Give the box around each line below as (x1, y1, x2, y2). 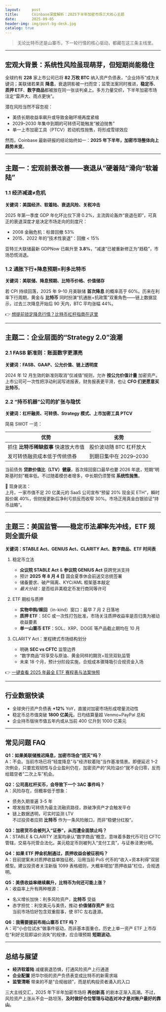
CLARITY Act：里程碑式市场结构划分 (12, 635, 87, 641)
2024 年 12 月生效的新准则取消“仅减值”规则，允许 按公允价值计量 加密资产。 (5, 372, 160, 378)
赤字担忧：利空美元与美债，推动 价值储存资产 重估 (12, 902, 115, 908)
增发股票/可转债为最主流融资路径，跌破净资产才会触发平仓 (12, 805, 131, 811)
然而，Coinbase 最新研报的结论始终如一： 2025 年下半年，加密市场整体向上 (5, 137, 159, 143)
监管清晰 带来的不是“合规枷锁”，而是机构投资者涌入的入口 (12, 979, 130, 985)
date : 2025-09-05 (5, 16, 54, 21)
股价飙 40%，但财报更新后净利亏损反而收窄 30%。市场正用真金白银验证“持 (5, 496, 159, 502)
